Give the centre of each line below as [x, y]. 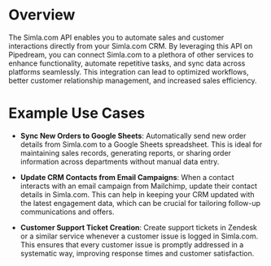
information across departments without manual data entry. [120, 161]
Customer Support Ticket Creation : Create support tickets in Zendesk [139, 227]
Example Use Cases [77, 113]
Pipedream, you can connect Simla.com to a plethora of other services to [131, 54]
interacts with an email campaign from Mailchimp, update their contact [139, 186]
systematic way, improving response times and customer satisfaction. [137, 253]
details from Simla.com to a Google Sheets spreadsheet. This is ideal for [141, 144]
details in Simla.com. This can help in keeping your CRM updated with [137, 194]
